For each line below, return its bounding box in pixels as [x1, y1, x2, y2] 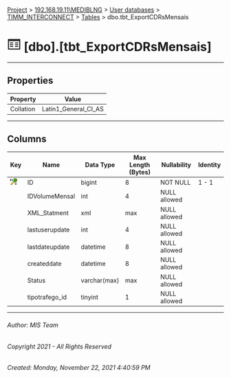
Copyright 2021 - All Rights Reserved [7, 342, 112, 351]
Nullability [161, 160, 192, 168]
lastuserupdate [27, 225, 70, 234]
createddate [27, 259, 62, 267]
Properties [7, 74, 54, 86]
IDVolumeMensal [27, 192, 76, 200]
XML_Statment [27, 209, 69, 217]
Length [129, 160, 151, 168]
